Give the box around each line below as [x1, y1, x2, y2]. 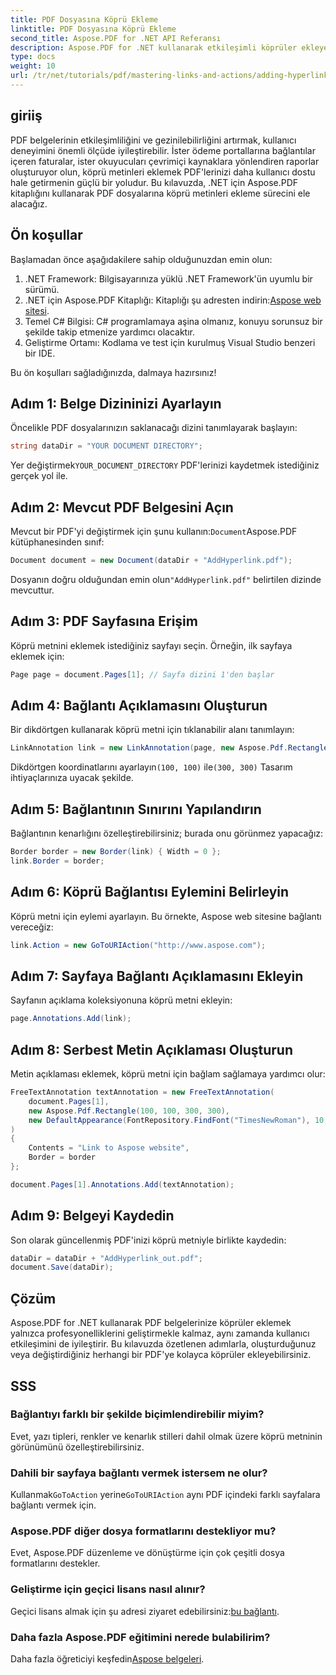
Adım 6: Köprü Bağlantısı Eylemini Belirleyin [10, 884, 290, 901]
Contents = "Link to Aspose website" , [28, 1143, 190, 1153]
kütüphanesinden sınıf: [10, 536, 105, 548]
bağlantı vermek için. [10, 1499, 97, 1511]
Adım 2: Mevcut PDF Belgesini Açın [10, 499, 234, 516]
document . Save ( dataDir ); [10, 1262, 114, 1273]
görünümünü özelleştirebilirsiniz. [10, 1441, 145, 1453]
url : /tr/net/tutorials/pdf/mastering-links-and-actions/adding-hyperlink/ [10, 71, 333, 81]
